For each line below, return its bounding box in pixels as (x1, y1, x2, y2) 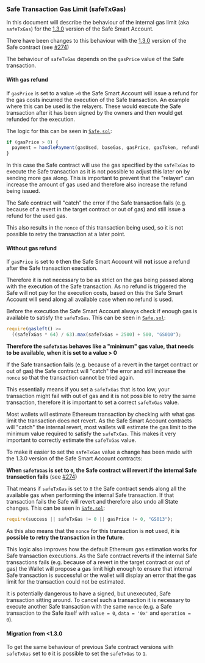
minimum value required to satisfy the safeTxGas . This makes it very (6, 430, 176, 438)
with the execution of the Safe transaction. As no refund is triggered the (6, 283, 187, 290)
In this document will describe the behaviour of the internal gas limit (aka (6, 19, 189, 26)
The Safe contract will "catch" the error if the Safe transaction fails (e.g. (6, 199, 187, 206)
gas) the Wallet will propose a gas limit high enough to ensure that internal (6, 565, 193, 572)
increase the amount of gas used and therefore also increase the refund (6, 181, 187, 188)
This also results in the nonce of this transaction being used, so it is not (6, 224, 184, 231)
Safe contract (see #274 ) (6, 43, 70, 51)
